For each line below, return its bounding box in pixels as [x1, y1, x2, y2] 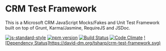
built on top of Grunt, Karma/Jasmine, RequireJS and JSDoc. [5, 24, 130, 30]
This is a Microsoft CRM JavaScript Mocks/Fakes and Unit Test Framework [5, 19, 160, 25]
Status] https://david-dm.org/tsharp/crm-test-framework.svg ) [34, 39, 161, 45]
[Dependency [5, 39, 34, 45]
